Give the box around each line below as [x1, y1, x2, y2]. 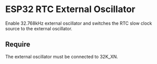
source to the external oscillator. [5, 25, 72, 31]
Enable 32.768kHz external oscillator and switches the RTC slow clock [5, 20, 152, 26]
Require [5, 40, 30, 49]
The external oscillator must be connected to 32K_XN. [5, 53, 118, 59]
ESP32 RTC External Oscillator [5, 4, 136, 15]
